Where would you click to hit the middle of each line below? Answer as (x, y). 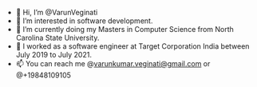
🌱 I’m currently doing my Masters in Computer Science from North (125, 29)
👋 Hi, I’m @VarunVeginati (57, 12)
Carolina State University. (57, 38)
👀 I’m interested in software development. (84, 21)
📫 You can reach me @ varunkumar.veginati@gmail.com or (113, 63)
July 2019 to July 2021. (53, 55)
